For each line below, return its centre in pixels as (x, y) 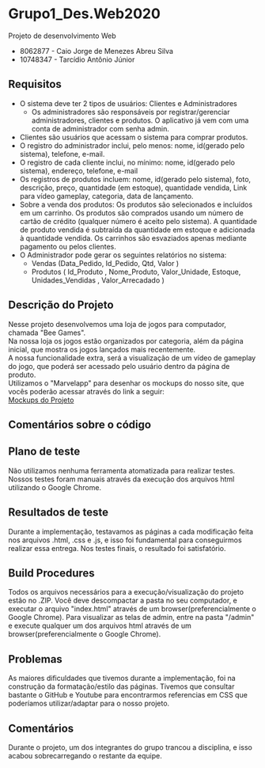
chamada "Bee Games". (47, 333)
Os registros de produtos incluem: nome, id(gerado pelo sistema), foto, (135, 179)
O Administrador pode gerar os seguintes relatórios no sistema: (123, 255)
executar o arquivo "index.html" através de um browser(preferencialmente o (132, 609)
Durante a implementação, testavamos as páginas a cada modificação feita (131, 531)
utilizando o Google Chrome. (55, 487)
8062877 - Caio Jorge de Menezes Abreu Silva (97, 51)
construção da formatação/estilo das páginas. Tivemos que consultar (121, 686)
